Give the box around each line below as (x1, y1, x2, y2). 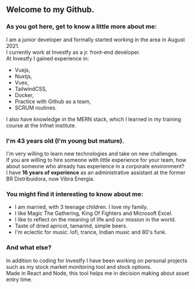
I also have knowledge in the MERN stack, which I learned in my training (6, 115, 181, 123)
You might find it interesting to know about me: (6, 190, 144, 198)
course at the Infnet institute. (6, 121, 77, 129)
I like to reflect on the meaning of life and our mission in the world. (14, 216, 176, 223)
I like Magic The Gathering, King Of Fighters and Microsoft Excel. (14, 210, 173, 217)
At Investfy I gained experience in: (6, 54, 89, 62)
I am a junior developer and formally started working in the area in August (6, 36, 185, 43)
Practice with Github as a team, (14, 98, 91, 105)
